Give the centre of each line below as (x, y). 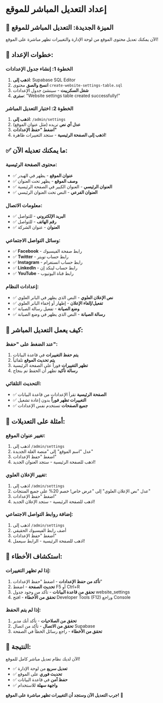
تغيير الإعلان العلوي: (26, 475)
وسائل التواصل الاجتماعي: (33, 240)
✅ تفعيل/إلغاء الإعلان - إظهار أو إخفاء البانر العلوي (58, 303)
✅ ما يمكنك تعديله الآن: (37, 150)
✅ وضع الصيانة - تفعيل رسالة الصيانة (46, 309)
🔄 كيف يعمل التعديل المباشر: (44, 330)
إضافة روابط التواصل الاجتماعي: (40, 514)
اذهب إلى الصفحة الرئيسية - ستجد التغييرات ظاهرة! (60, 135)
